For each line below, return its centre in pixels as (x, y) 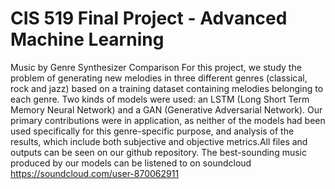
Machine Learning (87, 39)
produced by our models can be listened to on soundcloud (131, 163)
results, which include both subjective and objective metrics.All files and (159, 141)
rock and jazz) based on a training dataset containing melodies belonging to (167, 88)
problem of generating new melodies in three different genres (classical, (159, 78)
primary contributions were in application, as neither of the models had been (168, 120)
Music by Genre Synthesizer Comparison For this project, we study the (156, 67)
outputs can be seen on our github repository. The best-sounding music (158, 152)
